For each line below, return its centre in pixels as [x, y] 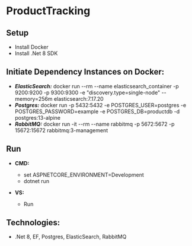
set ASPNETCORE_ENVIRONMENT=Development [84, 175]
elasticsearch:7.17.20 [79, 98]
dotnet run [36, 181]
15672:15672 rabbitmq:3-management [61, 130]
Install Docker [31, 47]
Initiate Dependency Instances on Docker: [85, 72]
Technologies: [33, 223]
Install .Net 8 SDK [36, 53]
